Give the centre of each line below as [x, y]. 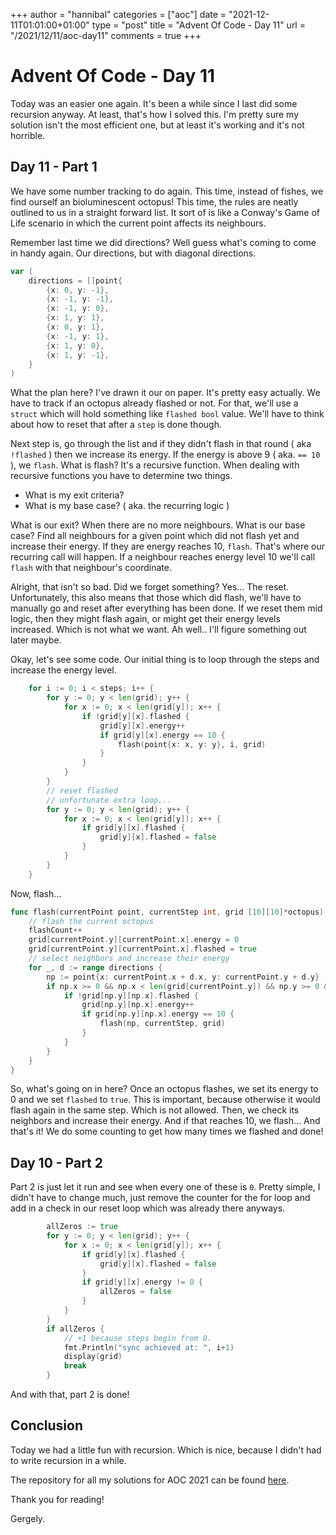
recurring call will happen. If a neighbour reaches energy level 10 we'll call [163, 557]
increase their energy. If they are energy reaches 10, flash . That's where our [168, 546]
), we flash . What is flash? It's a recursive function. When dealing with [155, 465]
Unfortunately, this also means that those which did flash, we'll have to [156, 598]
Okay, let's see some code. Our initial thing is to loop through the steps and [165, 660]
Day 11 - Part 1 [54, 167]
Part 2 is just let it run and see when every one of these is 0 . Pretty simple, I [165, 1187]
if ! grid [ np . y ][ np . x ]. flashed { [131, 995]
